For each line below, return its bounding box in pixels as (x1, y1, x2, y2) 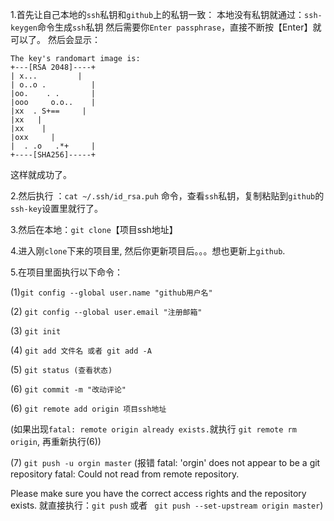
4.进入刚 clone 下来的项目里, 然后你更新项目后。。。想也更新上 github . (10, 245, 286, 257)
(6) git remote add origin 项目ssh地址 (10, 403, 167, 414)
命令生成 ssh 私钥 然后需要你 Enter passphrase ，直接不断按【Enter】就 (36, 21, 322, 33)
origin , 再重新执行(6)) (10, 436, 102, 447)
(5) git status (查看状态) (10, 364, 113, 375)
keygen (10, 23, 38, 33)
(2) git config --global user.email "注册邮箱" (10, 306, 203, 317)
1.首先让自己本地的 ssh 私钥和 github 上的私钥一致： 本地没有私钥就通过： (10, 9, 305, 20)
